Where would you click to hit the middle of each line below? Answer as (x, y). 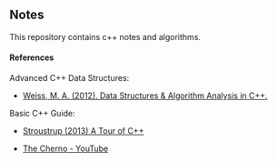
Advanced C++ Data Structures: (69, 78)
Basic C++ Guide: (42, 114)
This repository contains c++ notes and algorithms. (105, 36)
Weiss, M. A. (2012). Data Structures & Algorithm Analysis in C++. (145, 96)
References (32, 57)
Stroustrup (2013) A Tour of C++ (83, 131)
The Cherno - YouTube (65, 148)
